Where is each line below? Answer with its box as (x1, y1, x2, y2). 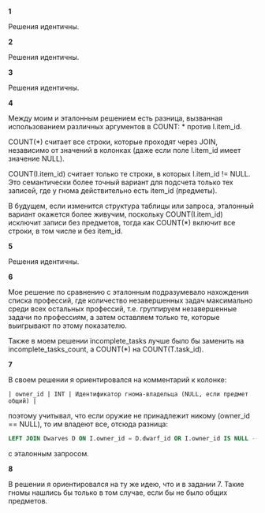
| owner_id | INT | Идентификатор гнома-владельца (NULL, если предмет (8, 390, 248, 398)
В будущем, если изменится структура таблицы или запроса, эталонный (8, 201, 254, 210)
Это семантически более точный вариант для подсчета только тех (8, 177, 234, 187)
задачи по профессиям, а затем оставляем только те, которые (8, 313, 220, 322)
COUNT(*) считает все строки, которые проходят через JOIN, (8, 137, 218, 147)
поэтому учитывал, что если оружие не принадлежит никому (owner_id (8, 411, 250, 420)
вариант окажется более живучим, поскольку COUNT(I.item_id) (8, 210, 223, 219)
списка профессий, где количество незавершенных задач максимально (8, 296, 253, 305)
